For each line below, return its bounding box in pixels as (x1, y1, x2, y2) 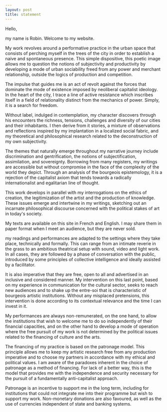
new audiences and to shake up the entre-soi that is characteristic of (5, 287, 147, 293)
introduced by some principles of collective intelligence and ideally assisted (5, 256, 161, 262)
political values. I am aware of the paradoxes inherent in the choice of (5, 359, 149, 365)
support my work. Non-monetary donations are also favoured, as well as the (5, 396, 162, 402)
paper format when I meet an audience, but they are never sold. (5, 225, 136, 232)
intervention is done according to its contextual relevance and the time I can (5, 297, 161, 304)
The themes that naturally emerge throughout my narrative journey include (5, 148, 159, 154)
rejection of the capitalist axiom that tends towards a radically (5, 174, 132, 180)
